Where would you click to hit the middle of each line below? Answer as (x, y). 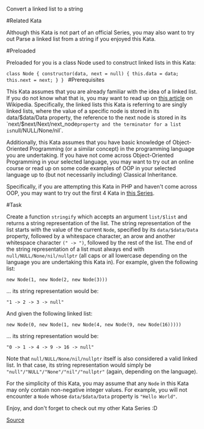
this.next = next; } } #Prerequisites (56, 80)
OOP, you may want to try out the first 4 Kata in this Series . (80, 193)
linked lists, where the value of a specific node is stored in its (83, 111)
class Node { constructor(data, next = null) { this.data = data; (93, 74)
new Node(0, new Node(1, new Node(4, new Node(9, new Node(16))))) (94, 325)
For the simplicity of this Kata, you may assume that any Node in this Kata (98, 383)
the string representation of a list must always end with (75, 249)
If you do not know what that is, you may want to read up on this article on (100, 98)
